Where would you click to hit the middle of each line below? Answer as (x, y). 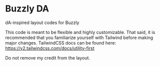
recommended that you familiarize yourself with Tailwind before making (79, 37)
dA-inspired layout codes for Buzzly (42, 22)
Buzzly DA (27, 9)
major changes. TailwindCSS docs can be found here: (61, 42)
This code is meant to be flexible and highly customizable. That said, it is (80, 32)
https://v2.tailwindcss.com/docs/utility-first (50, 48)
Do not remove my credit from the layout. (48, 57)
